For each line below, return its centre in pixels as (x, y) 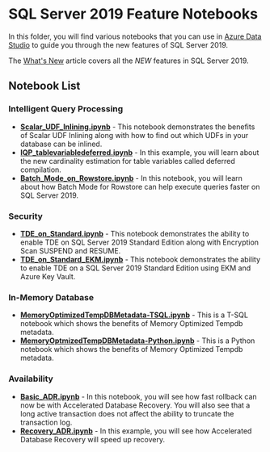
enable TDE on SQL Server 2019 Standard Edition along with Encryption (139, 242)
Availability (31, 379)
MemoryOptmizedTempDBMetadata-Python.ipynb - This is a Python (137, 341)
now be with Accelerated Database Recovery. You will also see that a (135, 405)
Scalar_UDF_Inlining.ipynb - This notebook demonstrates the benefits (137, 127)
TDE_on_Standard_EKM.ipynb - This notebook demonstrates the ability (140, 259)
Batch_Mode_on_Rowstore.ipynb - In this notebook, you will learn (131, 178)
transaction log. (46, 422)
